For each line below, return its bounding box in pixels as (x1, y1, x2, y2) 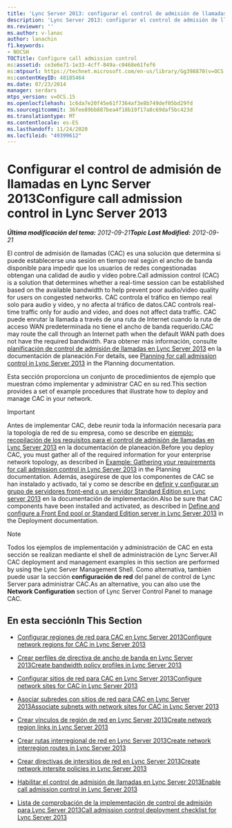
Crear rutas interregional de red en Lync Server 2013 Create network (17, 736, 211, 745)
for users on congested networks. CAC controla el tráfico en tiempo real (7, 293, 213, 302)
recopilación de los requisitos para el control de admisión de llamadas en (7, 436, 215, 444)
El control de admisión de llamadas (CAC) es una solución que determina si (7, 249, 221, 257)
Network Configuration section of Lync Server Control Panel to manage (7, 587, 213, 595)
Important (7, 408, 35, 416)
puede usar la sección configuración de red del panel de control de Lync (7, 573, 215, 581)
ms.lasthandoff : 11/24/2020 (7, 126, 88, 132)
